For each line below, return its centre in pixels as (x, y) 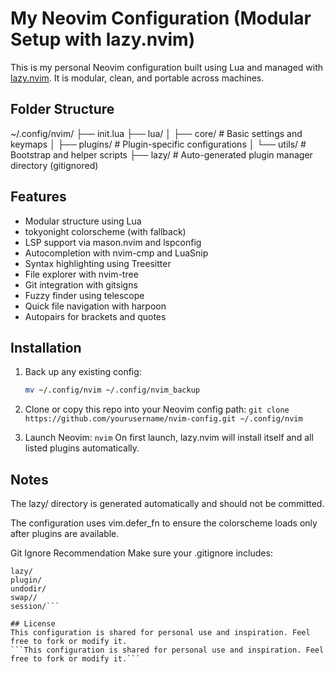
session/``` (35, 607)
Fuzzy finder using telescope (84, 295)
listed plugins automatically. (82, 448)
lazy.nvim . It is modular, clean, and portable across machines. (137, 78)
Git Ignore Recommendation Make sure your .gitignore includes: (141, 553)
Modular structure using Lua (83, 221)
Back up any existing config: (83, 372)
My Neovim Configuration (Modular (161, 18)
